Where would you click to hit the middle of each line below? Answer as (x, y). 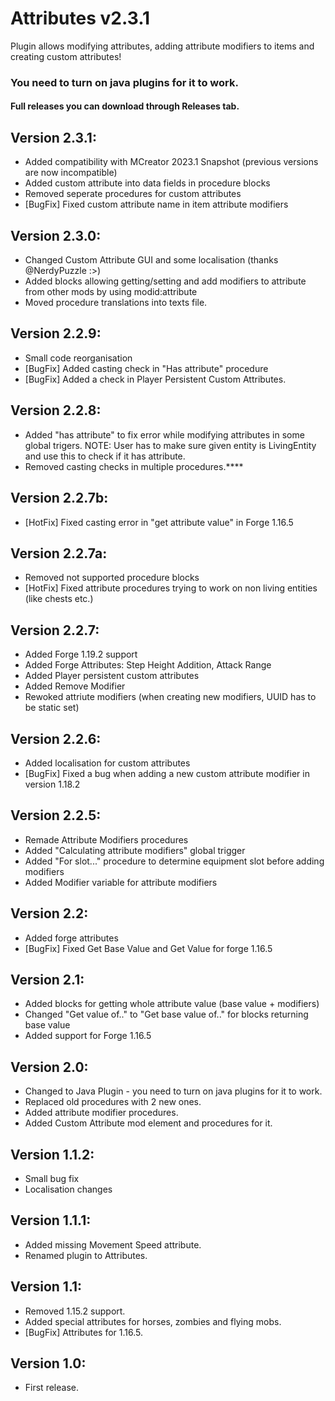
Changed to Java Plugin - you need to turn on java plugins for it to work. (173, 1091)
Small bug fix (52, 1179)
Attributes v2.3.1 (80, 18)
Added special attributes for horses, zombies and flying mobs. (153, 1321)
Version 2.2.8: (56, 410)
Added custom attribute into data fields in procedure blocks (147, 183)
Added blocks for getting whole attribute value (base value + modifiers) (172, 1004)
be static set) (52, 708)
